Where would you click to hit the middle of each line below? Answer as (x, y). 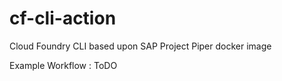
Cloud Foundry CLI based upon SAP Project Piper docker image (140, 46)
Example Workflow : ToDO (63, 65)
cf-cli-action (63, 18)
